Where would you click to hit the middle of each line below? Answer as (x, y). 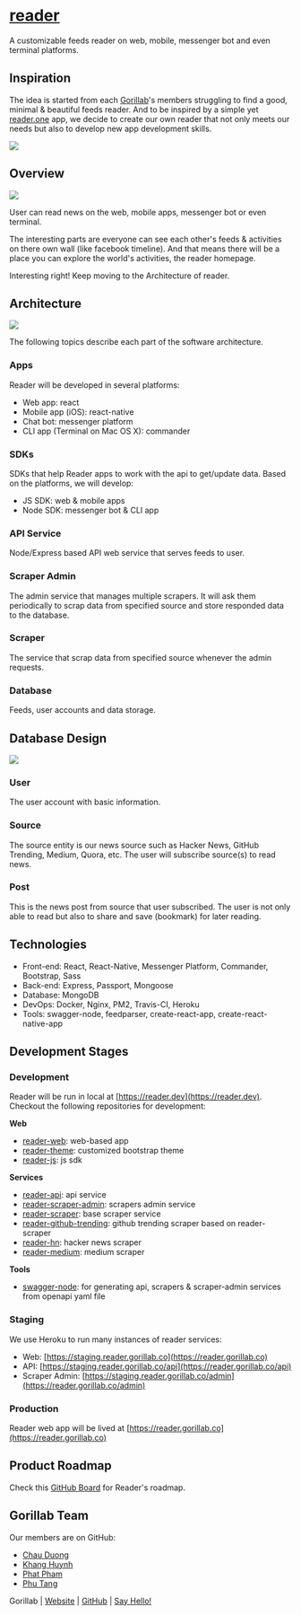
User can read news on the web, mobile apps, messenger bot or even (138, 212)
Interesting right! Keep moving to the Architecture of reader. (120, 276)
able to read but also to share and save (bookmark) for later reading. (135, 916)
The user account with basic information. (85, 802)
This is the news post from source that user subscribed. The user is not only (150, 907)
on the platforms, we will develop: (72, 483)
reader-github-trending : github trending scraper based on (129, 1224)
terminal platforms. (44, 49)
